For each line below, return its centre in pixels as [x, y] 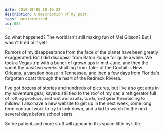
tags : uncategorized [26, 19]
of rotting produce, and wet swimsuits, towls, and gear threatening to [75, 98]
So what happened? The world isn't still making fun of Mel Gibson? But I [78, 37]
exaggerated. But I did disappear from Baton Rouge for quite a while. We [79, 58]
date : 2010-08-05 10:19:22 [33, 10]
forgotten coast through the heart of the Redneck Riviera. [63, 78]
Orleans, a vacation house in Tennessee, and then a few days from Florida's [82, 73]
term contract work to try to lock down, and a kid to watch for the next [76, 109]
